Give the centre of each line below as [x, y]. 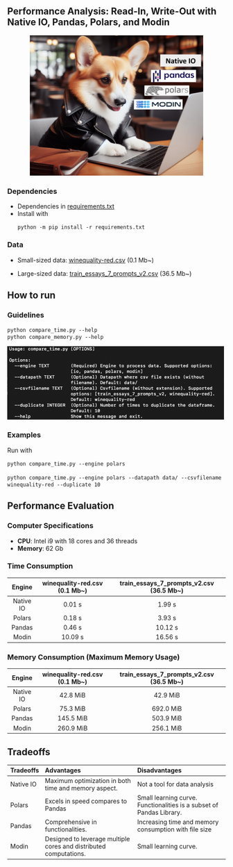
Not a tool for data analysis [175, 784]
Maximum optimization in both [88, 780]
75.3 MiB [72, 709]
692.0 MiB [167, 709]
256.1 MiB [167, 728]
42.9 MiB [167, 695]
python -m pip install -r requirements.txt [81, 228]
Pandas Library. [159, 812]
